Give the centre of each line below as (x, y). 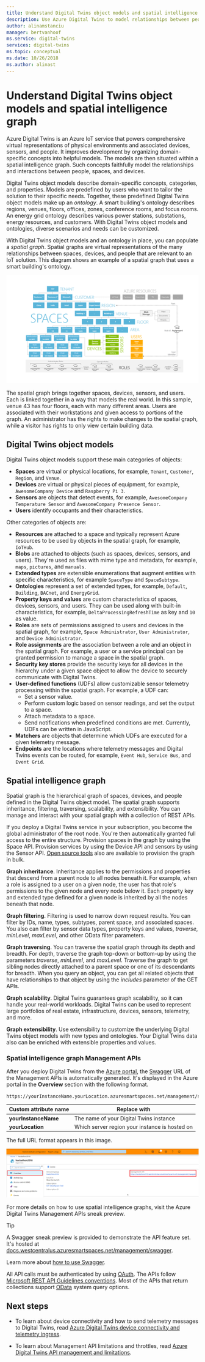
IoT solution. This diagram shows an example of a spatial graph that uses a (100, 259)
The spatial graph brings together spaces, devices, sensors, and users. (96, 393)
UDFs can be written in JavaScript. (68, 729)
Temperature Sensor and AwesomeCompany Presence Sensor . (88, 504)
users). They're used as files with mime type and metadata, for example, (106, 560)
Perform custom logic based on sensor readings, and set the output (110, 703)
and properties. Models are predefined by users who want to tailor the (95, 189)
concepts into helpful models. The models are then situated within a (113, 158)
